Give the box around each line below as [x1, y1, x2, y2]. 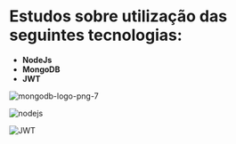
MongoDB [21, 64, 61, 75]
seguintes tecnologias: [9, 25, 183, 45]
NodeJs [21, 54, 53, 65]
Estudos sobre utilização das [9, 6, 228, 27]
